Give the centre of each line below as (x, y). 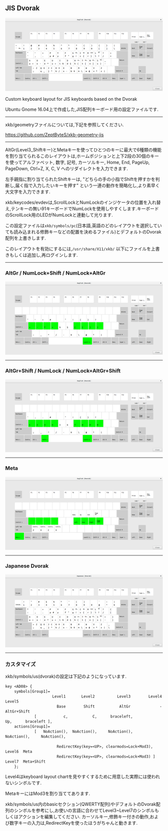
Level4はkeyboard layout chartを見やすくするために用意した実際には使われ (83, 776)
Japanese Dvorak (27, 566)
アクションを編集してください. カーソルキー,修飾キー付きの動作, (84, 816)
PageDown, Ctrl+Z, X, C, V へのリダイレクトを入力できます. (67, 169)
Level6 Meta (19, 751)
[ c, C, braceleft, (84, 716)
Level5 (12, 701)
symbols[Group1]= (32, 691)
